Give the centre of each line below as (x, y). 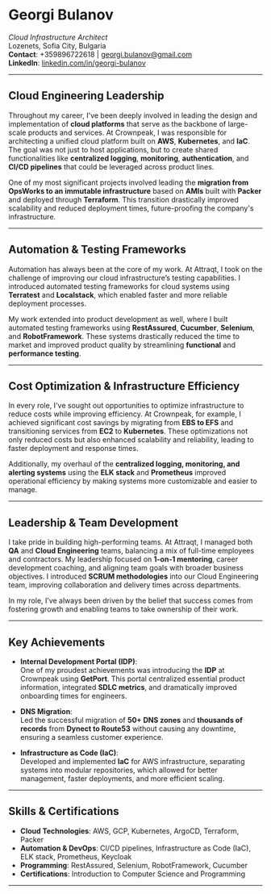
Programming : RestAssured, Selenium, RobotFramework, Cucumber (134, 865)
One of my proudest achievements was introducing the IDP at (122, 670)
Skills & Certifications (64, 811)
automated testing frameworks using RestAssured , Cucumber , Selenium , (132, 328)
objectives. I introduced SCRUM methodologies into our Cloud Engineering (133, 577)
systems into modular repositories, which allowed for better (119, 770)
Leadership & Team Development (94, 522)
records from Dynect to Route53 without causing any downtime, (128, 729)
